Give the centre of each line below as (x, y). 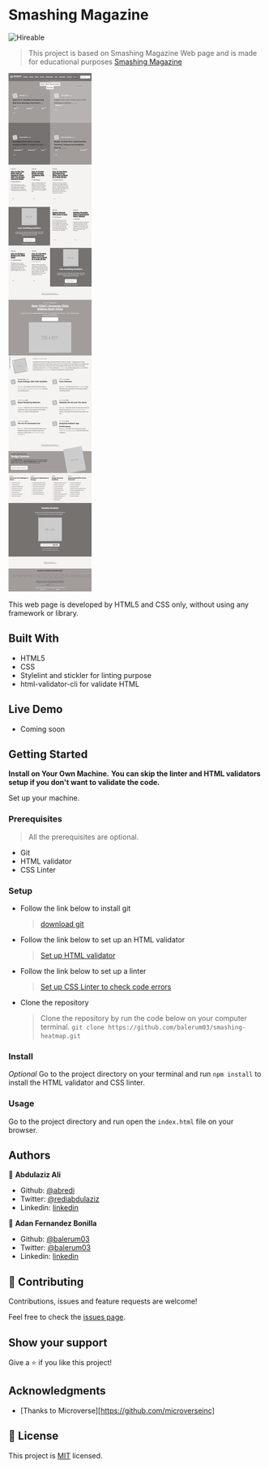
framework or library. (44, 612)
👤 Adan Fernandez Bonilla (53, 1223)
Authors (30, 1155)
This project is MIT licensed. (56, 1455)
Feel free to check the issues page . (67, 1317)
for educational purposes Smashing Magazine (105, 62)
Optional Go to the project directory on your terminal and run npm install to (135, 1074)
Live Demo (36, 709)
